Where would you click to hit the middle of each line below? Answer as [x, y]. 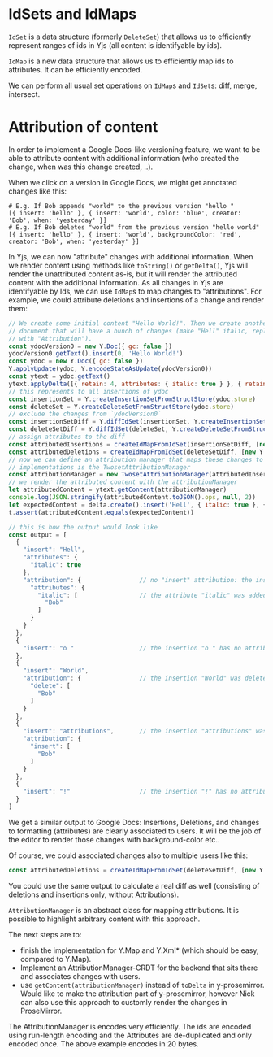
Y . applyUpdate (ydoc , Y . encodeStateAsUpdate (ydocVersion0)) [110, 369]
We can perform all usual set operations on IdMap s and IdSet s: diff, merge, [133, 85]
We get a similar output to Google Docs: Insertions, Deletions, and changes [134, 822]
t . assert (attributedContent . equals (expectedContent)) [102, 512]
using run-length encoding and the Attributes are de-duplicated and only [130, 1035]
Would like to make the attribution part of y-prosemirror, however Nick [137, 994]
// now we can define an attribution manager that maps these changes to [136, 459]
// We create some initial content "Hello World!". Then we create [125, 323]
